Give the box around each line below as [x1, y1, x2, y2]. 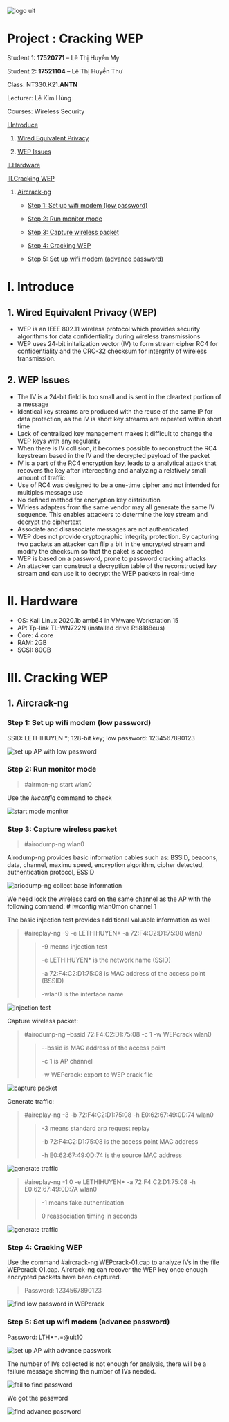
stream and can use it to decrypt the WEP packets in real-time [17, 569, 195, 577]
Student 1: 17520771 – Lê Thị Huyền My [7, 53, 120, 62]
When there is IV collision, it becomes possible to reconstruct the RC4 [17, 444, 217, 453]
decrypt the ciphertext [17, 518, 82, 526]
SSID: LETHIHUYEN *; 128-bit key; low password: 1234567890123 [7, 733, 195, 742]
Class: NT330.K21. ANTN [7, 80, 78, 89]
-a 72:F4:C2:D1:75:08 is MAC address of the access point [41, 969, 205, 978]
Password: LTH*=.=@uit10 [7, 1333, 83, 1341]
